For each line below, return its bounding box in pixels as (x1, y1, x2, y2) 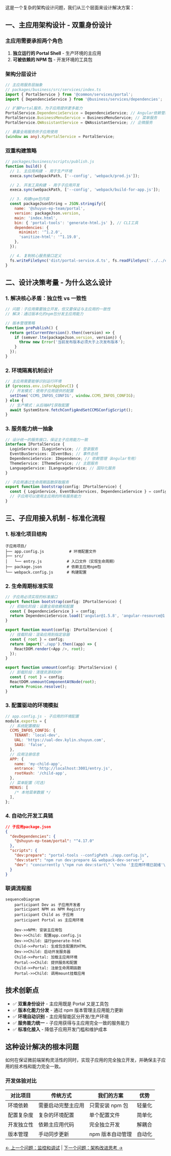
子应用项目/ (5, 543, 27, 548)
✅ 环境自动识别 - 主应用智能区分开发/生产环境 (12, 1013, 109, 1020)
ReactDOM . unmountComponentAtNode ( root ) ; (10, 679, 97, 684)
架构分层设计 (5, 71, 37, 78)
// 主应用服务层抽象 (5, 82, 43, 87)
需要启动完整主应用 (38, 1102, 85, 1109)
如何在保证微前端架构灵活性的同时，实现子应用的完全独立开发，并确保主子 (5, 1057, 161, 1063)
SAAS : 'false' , (14, 743, 47, 748)
